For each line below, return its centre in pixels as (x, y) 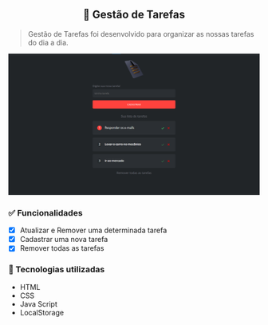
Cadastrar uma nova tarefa (64, 240)
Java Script (38, 303)
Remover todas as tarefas (62, 248)
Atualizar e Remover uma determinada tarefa (93, 230)
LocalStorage (42, 312)
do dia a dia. (48, 42)
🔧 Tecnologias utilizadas (57, 270)
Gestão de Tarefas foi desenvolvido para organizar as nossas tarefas (141, 34)
